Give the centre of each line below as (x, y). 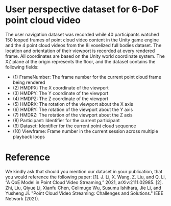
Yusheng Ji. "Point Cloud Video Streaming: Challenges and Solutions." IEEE (84, 193)
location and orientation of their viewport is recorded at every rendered (80, 51)
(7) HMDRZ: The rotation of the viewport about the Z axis (72, 115)
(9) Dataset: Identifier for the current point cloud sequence (74, 126)
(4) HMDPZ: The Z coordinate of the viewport (60, 99)
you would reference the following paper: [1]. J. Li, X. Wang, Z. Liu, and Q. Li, (86, 177)
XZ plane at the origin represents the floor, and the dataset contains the (80, 61)
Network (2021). (22, 198)
